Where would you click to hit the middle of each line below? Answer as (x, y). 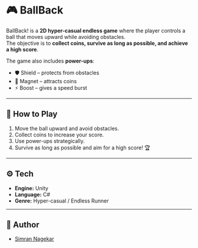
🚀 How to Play (32, 114)
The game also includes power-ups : (50, 61)
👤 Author (23, 225)
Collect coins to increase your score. (59, 135)
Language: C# (32, 194)
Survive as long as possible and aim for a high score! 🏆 (82, 148)
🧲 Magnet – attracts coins (46, 81)
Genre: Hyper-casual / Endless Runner (62, 201)
